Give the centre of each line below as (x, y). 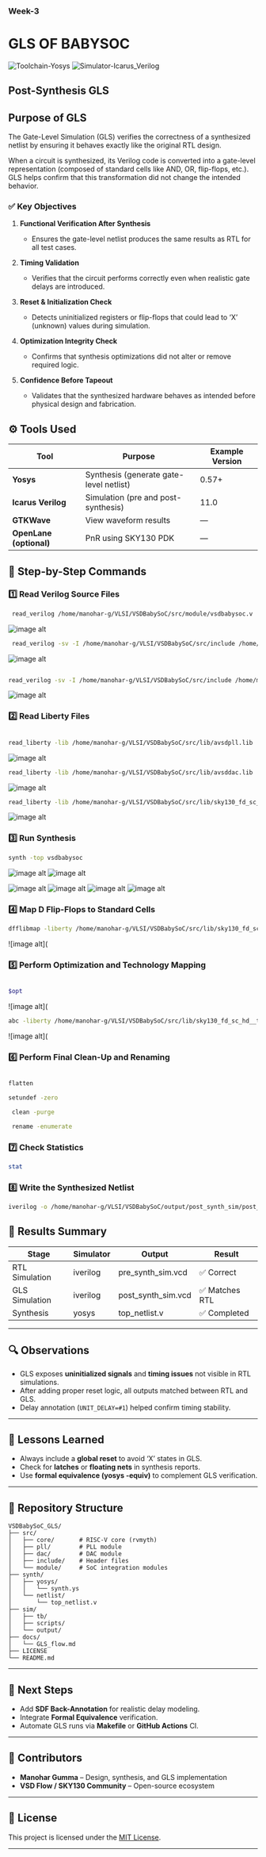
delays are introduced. (68, 286)
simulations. (39, 1382)
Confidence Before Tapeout (66, 380)
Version (227, 462)
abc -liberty (30, 1021)
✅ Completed (224, 1313)
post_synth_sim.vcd (155, 1295)
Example (227, 451)
